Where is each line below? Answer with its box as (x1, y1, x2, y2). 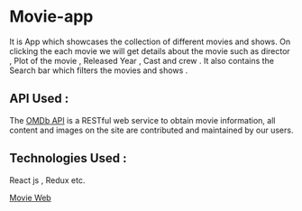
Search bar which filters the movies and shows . (9, 65, 188, 76)
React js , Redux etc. (9, 174, 86, 186)
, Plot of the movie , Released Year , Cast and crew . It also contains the (9, 55, 275, 66)
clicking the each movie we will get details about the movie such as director (9, 45, 290, 56)
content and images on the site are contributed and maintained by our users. (9, 124, 294, 135)
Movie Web (9, 192, 51, 203)
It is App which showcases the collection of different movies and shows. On (9, 36, 291, 47)
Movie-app (9, 6, 94, 27)
